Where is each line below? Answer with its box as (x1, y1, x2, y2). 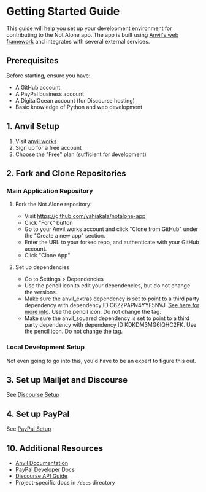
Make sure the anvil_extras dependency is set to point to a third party (24, 295, 200, 302)
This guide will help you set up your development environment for (6, 25, 173, 32)
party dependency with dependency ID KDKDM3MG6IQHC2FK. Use (24, 321, 197, 329)
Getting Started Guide (6, 4, 120, 18)
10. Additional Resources (6, 443, 103, 453)
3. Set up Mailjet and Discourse (6, 375, 128, 385)
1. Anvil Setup (6, 121, 59, 131)
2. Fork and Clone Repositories (6, 168, 126, 179)
